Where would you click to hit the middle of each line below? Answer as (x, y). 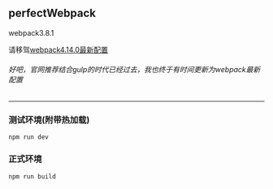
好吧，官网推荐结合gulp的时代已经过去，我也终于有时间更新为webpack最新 (134, 70)
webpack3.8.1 (31, 32)
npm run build (32, 176)
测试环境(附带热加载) (49, 119)
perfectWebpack (52, 13)
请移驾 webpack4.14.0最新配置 (58, 49)
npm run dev (28, 137)
